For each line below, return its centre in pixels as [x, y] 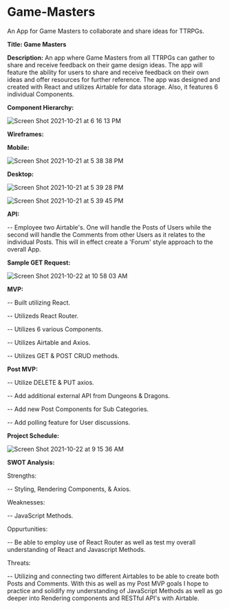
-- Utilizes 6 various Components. [55, 329]
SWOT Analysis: [31, 462]
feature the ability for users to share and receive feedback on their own [108, 72]
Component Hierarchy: [41, 107]
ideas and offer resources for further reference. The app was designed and [114, 79]
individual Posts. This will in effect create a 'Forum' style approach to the [110, 242]
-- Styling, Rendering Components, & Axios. [69, 489]
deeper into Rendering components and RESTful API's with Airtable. [103, 598]
